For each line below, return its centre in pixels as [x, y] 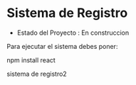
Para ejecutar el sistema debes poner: [62, 46]
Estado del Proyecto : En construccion [73, 33]
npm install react [31, 60]
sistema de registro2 [37, 74]
